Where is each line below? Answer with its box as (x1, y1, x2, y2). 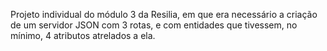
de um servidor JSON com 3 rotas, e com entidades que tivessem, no (10, 19, 298, 31)
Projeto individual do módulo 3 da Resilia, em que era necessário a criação (10, 9, 318, 20)
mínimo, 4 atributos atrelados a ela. (10, 30, 156, 41)
